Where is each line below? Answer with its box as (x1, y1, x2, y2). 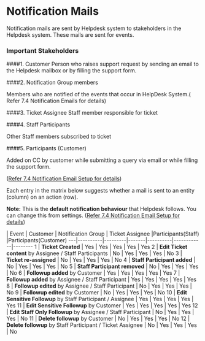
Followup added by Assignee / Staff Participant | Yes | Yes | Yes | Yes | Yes (6, 276, 196, 283)
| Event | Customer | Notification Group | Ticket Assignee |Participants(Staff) (6, 230, 199, 237)
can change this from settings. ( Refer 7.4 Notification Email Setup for (6, 212, 180, 219)
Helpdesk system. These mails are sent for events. (6, 31, 134, 38)
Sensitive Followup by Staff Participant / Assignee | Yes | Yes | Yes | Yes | (6, 296, 194, 303)
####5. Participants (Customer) (6, 145, 87, 152)
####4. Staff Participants (6, 121, 71, 128)
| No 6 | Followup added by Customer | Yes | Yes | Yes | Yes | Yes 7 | (6, 269, 180, 277)
